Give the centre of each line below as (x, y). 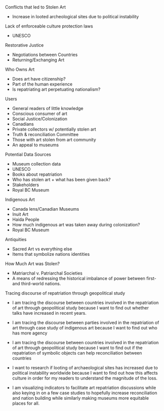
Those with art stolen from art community (54, 140)
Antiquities (16, 239)
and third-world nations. (36, 284)
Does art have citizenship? (39, 79)
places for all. (26, 403)
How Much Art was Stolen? (33, 264)
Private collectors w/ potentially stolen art (54, 129)
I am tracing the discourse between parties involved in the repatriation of (85, 323)
